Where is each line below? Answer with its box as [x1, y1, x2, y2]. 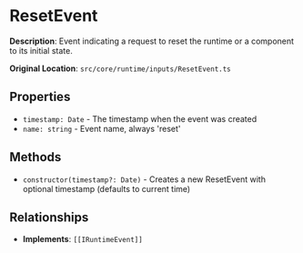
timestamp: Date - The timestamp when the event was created [22, 113, 258, 124]
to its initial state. [9, 45, 73, 56]
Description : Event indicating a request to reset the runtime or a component [9, 35, 294, 46]
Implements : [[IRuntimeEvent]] [22, 234, 143, 245]
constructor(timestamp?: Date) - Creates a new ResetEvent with [22, 174, 267, 185]
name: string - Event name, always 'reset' [22, 123, 181, 134]
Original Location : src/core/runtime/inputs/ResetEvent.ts [9, 63, 232, 74]
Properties [9, 89, 71, 105]
